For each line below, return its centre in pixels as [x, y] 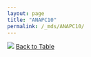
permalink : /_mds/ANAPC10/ [46, 26]
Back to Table [35, 47]
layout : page [26, 13]
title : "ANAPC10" [32, 20]
